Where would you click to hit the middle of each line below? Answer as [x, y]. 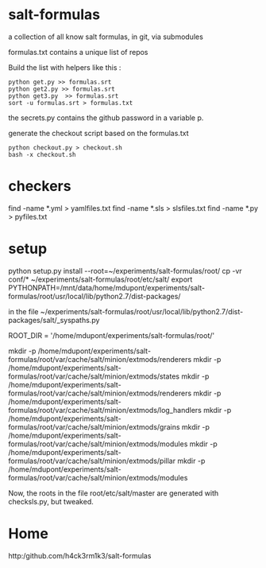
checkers [40, 187]
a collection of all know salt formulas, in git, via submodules [106, 37]
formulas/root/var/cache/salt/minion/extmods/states [94, 376]
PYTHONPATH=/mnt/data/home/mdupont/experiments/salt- [106, 287]
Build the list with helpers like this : [65, 67]
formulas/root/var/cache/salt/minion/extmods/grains [94, 426]
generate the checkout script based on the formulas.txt [98, 133]
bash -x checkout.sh [42, 154]
